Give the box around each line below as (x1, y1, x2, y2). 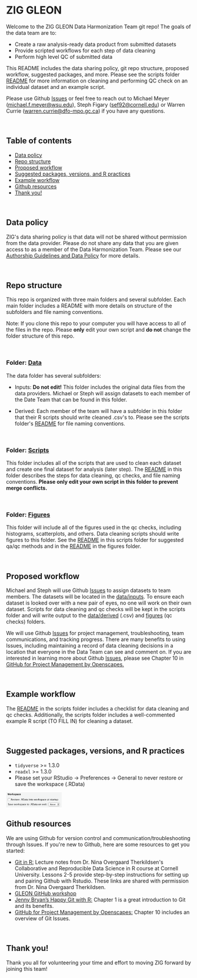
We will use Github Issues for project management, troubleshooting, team (6, 630, 184, 637)
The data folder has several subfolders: (6, 372, 101, 379)
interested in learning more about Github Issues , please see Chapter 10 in (6, 655, 184, 662)
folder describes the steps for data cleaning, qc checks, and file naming (6, 472, 181, 479)
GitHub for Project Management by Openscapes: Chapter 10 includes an (14, 908, 190, 916)
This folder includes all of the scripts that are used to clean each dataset (6, 459, 182, 466)
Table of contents (6, 136, 72, 146)
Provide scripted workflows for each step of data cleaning (14, 47, 156, 54)
